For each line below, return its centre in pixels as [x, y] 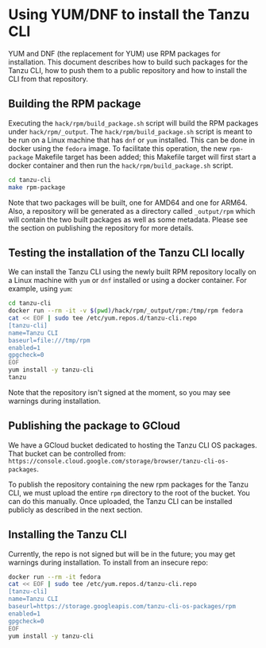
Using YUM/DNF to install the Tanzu [129, 15]
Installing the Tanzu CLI [67, 535]
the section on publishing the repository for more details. [101, 227]
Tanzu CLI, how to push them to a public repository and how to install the [128, 70]
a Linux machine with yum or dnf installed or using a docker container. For [128, 281]
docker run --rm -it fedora [55, 577]
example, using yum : [40, 289]
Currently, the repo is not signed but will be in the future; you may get [122, 553]
